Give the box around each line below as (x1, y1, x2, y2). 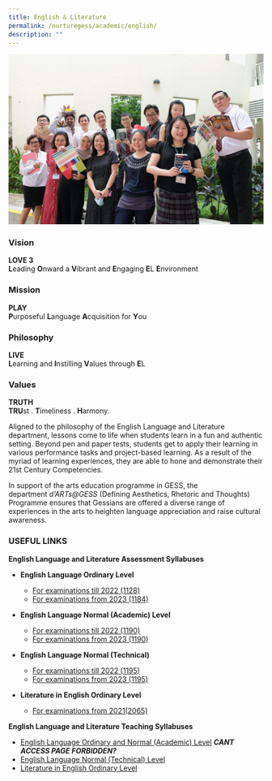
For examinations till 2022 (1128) (32, 585, 140, 595)
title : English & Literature (8, 13, 107, 21)
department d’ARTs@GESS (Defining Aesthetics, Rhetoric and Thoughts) (8, 490, 251, 499)
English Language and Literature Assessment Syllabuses (8, 554, 205, 563)
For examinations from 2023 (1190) (32, 634, 149, 644)
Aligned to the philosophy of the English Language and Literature (8, 422, 225, 432)
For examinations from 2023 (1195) (32, 674, 148, 684)
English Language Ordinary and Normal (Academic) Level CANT (19, 737, 235, 747)
